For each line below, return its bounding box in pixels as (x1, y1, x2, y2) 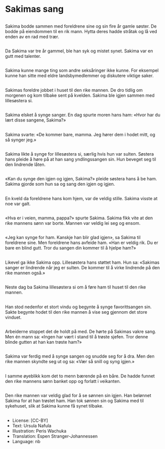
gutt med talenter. (5, 53, 41, 59)
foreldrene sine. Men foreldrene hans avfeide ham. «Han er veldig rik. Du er (5, 240, 159, 245)
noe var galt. (5, 201, 31, 206)
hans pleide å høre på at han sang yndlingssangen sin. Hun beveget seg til (5, 156, 156, 162)
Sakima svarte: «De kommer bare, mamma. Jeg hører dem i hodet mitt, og (5, 131, 156, 137)
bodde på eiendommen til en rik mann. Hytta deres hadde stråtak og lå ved (5, 28, 158, 34)
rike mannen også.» (5, 270, 45, 276)
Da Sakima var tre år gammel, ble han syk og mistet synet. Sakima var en (5, 48, 154, 54)
